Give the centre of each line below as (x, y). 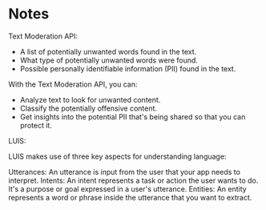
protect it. (36, 125)
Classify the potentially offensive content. (89, 108)
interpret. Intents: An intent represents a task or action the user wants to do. (133, 180)
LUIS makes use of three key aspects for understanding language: (117, 156)
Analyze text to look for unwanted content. (90, 99)
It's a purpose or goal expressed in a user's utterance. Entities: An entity (127, 188)
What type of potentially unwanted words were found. (109, 60)
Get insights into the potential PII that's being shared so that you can (133, 116)
